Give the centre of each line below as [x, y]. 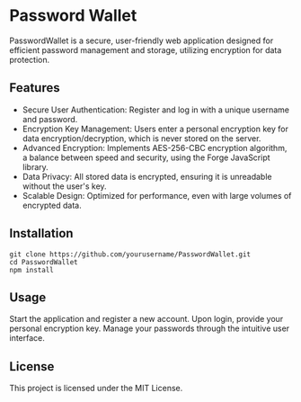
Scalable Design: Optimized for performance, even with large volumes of [157, 195]
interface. [27, 338]
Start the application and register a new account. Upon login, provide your [146, 319]
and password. [50, 119]
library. [35, 166]
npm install [31, 270]
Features [35, 88]
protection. [30, 59]
